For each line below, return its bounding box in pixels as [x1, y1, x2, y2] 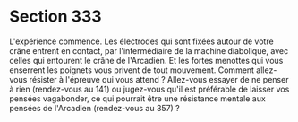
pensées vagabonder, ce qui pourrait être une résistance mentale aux [9, 92, 266, 104]
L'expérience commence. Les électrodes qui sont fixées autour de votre [9, 36, 275, 47]
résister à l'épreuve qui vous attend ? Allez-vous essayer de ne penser [29, 74, 289, 84]
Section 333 [9, 6, 102, 27]
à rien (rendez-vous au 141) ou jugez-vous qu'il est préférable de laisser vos [9, 83, 290, 94]
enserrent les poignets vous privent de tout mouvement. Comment [9, 65, 255, 75]
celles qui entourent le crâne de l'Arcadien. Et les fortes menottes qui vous [9, 55, 284, 65]
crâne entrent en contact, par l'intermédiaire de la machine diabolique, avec [9, 45, 289, 56]
